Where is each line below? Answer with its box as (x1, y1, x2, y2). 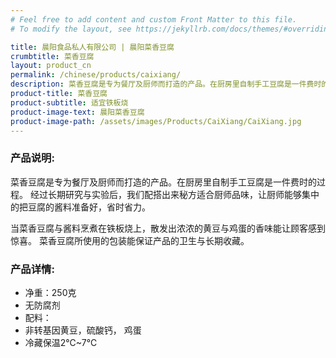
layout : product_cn (10, 61, 92, 71)
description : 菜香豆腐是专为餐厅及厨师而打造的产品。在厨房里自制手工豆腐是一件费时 (10, 79, 322, 90)
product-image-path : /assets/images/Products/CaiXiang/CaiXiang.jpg (10, 116, 302, 126)
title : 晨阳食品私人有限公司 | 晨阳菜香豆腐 (10, 42, 175, 52)
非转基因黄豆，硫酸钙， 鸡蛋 (24, 324, 142, 336)
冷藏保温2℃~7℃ (24, 336, 98, 348)
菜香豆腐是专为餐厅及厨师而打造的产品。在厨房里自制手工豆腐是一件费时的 (10, 176, 317, 188)
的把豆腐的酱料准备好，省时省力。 (10, 201, 151, 213)
